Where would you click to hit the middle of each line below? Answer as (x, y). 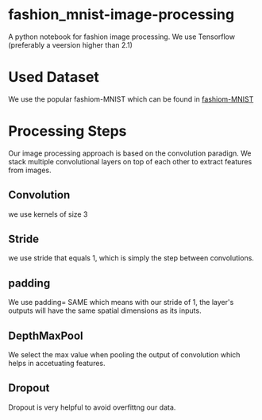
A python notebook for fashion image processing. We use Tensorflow (122, 37)
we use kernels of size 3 (48, 214)
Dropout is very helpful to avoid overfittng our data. (92, 407)
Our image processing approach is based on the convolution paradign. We (130, 153)
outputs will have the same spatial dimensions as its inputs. (105, 310)
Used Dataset (54, 77)
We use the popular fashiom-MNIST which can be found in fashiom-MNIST (131, 99)
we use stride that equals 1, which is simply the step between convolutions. (131, 258)
